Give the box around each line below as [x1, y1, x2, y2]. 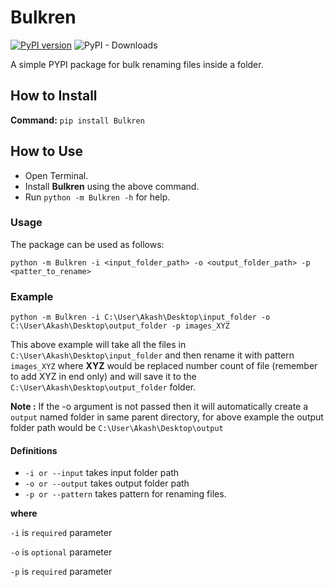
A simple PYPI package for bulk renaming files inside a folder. [10, 58, 264, 70]
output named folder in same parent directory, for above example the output [10, 411, 324, 423]
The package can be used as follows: [10, 238, 165, 250]
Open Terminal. [24, 169, 89, 181]
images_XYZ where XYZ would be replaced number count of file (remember [10, 360, 318, 372]
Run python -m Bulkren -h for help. [24, 191, 171, 203]
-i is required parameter [10, 527, 113, 539]
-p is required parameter [10, 566, 113, 578]
